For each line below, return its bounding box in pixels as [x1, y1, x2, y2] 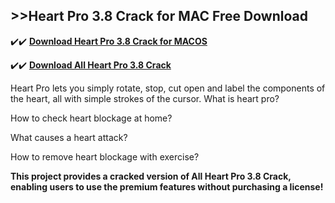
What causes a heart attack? [10, 131, 128, 143]
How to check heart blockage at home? [10, 112, 173, 124]
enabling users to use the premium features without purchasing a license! [10, 180, 324, 193]
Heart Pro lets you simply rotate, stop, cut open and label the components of [10, 82, 326, 94]
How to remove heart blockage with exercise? [10, 150, 200, 163]
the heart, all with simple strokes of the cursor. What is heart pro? [10, 92, 280, 104]
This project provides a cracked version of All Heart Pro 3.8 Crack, [10, 170, 292, 182]
